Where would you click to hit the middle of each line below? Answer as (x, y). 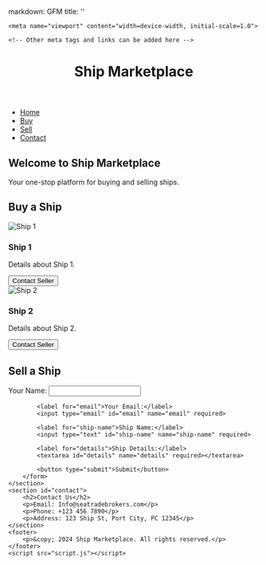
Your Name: (28, 391)
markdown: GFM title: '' (47, 12)
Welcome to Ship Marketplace (84, 163)
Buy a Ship (35, 207)
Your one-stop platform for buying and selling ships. (94, 182)
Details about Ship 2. (43, 328)
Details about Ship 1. (42, 265)
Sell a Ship (35, 371)
